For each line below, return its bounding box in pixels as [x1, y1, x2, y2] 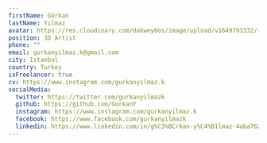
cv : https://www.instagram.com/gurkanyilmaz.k [8, 78, 165, 86]
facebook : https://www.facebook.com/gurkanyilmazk [15, 115, 187, 123]
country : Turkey [8, 64, 62, 71]
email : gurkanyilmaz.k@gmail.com [8, 48, 119, 56]
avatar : [8, 26, 34, 34]
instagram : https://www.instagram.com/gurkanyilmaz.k [15, 108, 197, 116]
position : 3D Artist [8, 33, 77, 42]
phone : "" [8, 41, 41, 49]
